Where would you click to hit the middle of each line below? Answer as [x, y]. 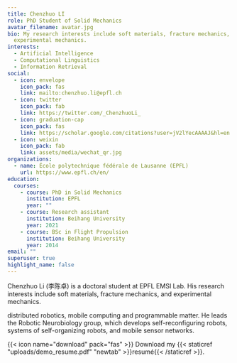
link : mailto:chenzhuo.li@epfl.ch [71, 93]
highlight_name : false [41, 265]
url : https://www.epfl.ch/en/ [65, 172]
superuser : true [31, 259]
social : [19, 73]
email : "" [22, 252]
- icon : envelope [39, 80]
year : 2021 [42, 225]
